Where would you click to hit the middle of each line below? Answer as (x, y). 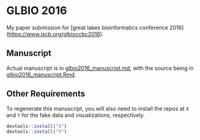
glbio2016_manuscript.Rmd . (41, 75)
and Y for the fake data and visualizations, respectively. (76, 115)
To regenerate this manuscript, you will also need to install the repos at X (98, 108)
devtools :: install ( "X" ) (37, 126)
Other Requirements (46, 94)
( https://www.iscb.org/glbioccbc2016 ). (55, 34)
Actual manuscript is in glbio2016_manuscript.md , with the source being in (100, 68)
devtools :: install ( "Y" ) (37, 132)
